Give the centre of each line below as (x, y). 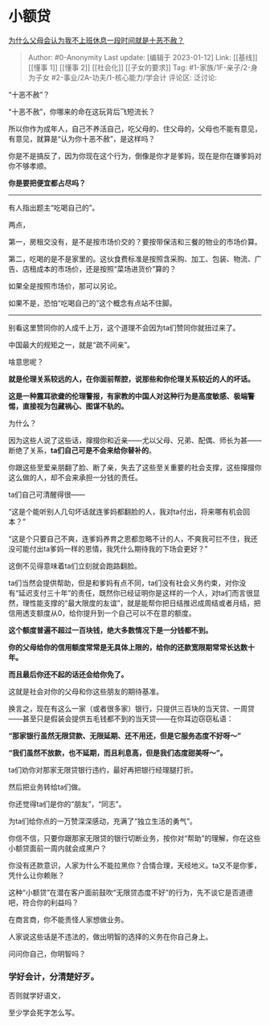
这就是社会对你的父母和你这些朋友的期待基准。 (86, 691)
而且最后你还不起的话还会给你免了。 (68, 674)
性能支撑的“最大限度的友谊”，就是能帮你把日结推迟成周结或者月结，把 (145, 603)
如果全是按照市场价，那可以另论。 (65, 285)
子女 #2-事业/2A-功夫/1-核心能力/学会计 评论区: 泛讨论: (126, 77)
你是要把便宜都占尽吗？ (47, 182)
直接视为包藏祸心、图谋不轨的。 (75, 406)
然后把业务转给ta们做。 (47, 787)
